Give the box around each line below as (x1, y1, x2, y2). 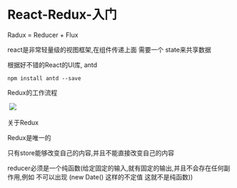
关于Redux (7, 118, 39, 127)
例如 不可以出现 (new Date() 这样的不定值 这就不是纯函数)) (21, 172, 193, 181)
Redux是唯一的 (7, 133, 51, 142)
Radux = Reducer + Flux (7, 30, 79, 39)
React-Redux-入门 (7, 6, 118, 23)
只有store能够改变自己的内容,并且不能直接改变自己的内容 (7, 148, 175, 157)
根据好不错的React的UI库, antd (7, 60, 98, 69)
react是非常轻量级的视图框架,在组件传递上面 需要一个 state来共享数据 (7, 45, 212, 54)
